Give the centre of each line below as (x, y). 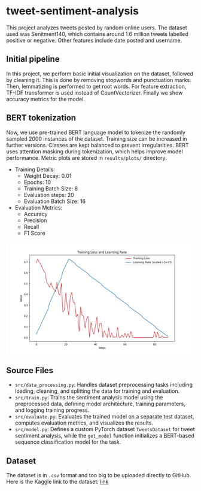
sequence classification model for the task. (68, 442)
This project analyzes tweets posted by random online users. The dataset (97, 28)
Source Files (30, 370)
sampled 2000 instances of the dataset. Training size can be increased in (97, 138)
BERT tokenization (41, 118)
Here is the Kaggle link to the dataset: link (57, 482)
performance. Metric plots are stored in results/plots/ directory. (87, 157)
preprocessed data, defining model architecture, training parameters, (100, 404)
